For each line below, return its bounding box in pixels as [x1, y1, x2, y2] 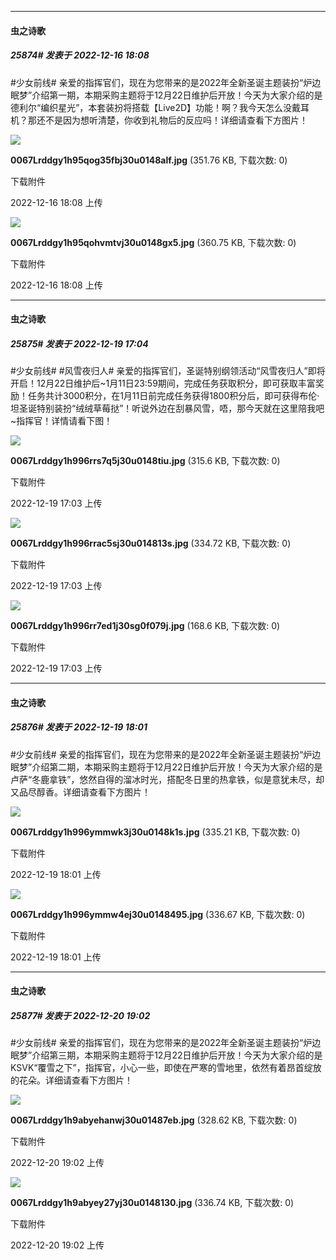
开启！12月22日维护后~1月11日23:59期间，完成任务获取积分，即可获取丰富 [10, 377, 316, 390]
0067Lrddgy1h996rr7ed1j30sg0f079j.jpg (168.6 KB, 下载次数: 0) [10, 620, 281, 632]
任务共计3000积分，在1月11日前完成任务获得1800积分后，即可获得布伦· [27, 390, 320, 402]
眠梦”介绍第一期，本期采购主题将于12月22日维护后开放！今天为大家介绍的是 [10, 89, 323, 101]
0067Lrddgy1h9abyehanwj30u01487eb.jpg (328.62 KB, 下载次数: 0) [10, 1114, 298, 1126]
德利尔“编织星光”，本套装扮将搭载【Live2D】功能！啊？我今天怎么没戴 [10, 101, 302, 113]
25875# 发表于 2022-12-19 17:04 [10, 337, 149, 350]
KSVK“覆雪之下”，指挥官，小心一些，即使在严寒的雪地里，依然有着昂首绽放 [10, 1062, 322, 1074]
